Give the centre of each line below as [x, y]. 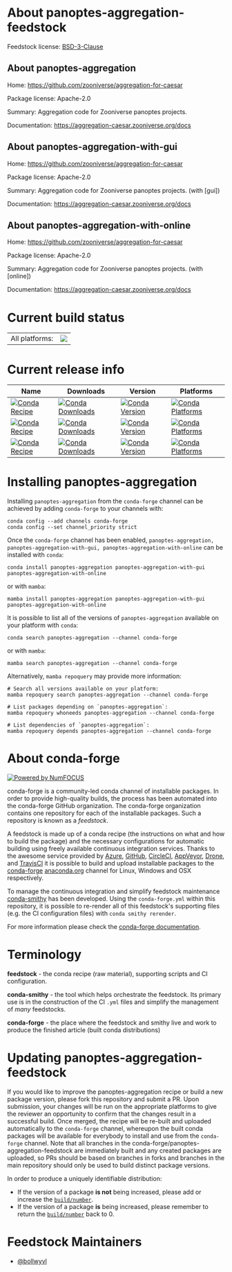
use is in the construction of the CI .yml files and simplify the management [113, 1002]
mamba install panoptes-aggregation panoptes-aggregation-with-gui [106, 599]
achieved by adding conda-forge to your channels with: [85, 509]
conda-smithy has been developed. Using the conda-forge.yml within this [112, 899]
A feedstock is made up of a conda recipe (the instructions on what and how [116, 834]
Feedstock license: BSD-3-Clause [55, 46]
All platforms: [32, 339]
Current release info [66, 370]
